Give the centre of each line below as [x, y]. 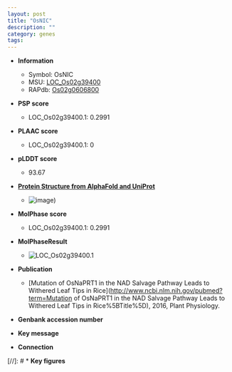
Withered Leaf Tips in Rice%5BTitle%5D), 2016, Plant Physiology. [124, 306]
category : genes [31, 34]
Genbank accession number [60, 320]
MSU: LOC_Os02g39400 [64, 82]
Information [36, 61]
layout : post [27, 14]
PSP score [33, 103]
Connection [35, 347]
